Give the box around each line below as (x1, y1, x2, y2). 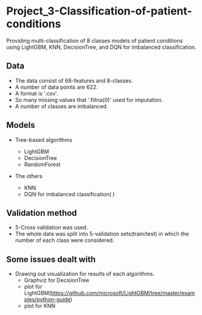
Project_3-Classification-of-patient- (6, 4, 192, 18)
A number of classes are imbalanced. (15, 103, 108, 110)
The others (15, 172, 43, 179)
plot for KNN (24, 302, 56, 310)
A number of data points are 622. (15, 83, 98, 91)
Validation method (6, 208, 77, 218)
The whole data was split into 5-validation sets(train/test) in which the (15, 231, 189, 238)
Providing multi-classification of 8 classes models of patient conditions (6, 37, 183, 44)
